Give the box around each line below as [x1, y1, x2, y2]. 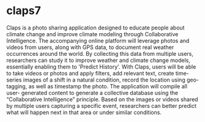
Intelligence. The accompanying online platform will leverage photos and [6, 37, 190, 44]
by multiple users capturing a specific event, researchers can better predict [6, 102, 197, 109]
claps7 [6, 4, 41, 18]
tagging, [6, 82, 28, 90]
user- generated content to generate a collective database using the [6, 89, 179, 96]
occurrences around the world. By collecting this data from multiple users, [6, 50, 194, 57]
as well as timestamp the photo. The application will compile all [28, 82, 188, 90]
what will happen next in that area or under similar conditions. [6, 109, 162, 116]
